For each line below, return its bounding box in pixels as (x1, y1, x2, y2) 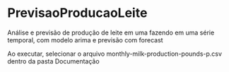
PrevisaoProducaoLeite (7, 5, 148, 21)
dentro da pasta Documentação (7, 56, 100, 65)
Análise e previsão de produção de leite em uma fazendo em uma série (7, 28, 215, 37)
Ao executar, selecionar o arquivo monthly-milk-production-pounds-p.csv (7, 49, 223, 58)
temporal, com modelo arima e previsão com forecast (7, 35, 164, 44)
